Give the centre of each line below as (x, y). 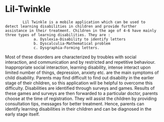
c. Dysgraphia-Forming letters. (66, 48)
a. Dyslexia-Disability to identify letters (80, 39)
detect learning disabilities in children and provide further (71, 26)
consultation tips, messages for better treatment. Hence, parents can (75, 103)
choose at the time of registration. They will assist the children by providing (81, 98)
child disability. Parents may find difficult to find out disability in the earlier (80, 77)
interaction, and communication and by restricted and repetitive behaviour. (80, 62)
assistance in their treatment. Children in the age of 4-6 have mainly (81, 30)
